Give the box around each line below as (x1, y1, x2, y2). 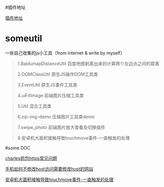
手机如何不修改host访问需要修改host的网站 (5, 165, 93, 171)
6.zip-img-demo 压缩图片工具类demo (17, 113, 95, 119)
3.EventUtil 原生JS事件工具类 (17, 81, 77, 87)
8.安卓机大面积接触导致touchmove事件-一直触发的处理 (17, 134, 130, 141)
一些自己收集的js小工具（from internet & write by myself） (5, 49, 125, 56)
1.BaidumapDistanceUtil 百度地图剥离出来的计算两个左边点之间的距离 (17, 60, 160, 66)
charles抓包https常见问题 (5, 155, 57, 161)
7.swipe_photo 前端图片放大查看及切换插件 (17, 124, 105, 130)
